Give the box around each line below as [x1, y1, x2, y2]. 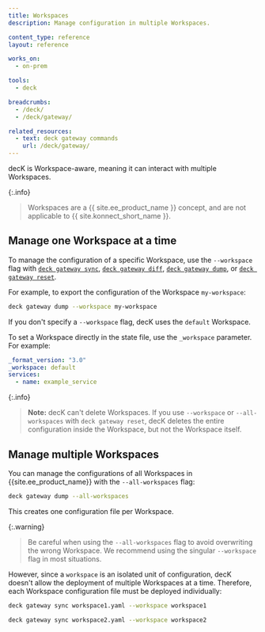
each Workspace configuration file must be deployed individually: [8, 586, 222, 596]
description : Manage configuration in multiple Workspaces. [8, 19, 211, 27]
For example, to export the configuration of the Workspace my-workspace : [8, 287, 247, 297]
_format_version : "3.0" [8, 356, 87, 364]
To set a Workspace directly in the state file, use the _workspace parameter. [8, 332, 252, 341]
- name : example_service [15, 378, 97, 386]
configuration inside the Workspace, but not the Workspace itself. [27, 425, 242, 434]
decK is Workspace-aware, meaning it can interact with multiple [8, 164, 218, 173]
